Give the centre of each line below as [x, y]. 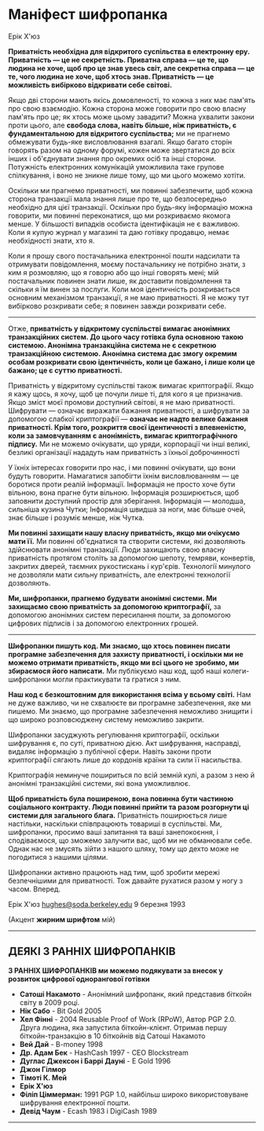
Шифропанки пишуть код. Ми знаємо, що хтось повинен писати [119, 645]
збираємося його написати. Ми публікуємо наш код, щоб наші [115, 670]
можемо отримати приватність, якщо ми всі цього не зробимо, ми [124, 663]
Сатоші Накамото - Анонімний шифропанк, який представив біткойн [136, 994]
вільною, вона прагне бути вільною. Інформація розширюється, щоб [124, 492]
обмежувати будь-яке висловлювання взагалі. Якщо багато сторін [120, 141]
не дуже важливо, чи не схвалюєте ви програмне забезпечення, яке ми [130, 703]
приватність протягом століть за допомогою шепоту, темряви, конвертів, [132, 558]
